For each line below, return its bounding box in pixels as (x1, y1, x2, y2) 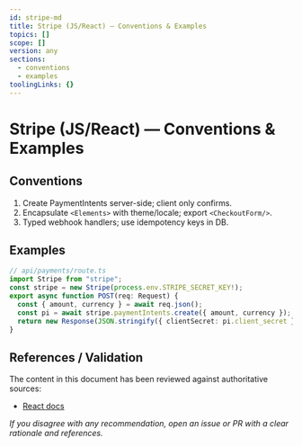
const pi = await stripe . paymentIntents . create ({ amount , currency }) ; (17, 308, 292, 317)
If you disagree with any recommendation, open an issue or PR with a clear (9, 418, 289, 429)
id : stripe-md (9, 13, 63, 22)
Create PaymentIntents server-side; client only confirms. (22, 197, 232, 208)
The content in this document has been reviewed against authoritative (9, 374, 268, 385)
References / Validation (9, 350, 144, 365)
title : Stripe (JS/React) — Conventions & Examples (9, 22, 207, 31)
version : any (9, 47, 58, 56)
